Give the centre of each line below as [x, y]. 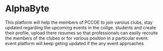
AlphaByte [27, 9]
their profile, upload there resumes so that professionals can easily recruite [81, 33]
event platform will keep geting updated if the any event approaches [75, 43]
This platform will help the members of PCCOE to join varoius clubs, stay [79, 22]
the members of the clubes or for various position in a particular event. [77, 38]
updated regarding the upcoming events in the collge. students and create [81, 27]
